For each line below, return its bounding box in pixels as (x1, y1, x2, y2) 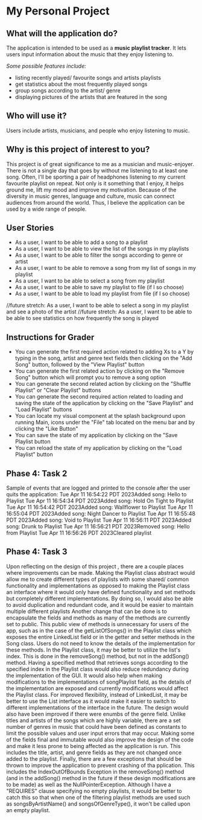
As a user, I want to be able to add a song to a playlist (14, 239, 148, 246)
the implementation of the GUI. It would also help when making (6, 671, 163, 679)
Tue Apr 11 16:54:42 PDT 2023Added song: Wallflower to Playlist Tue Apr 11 (6, 504, 193, 511)
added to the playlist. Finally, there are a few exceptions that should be (6, 755, 182, 762)
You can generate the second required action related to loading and (14, 393, 183, 400)
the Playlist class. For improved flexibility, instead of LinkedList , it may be (6, 691, 188, 698)
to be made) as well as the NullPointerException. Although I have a (6, 781, 172, 788)
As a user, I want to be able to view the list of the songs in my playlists (14, 245, 189, 252)
